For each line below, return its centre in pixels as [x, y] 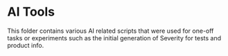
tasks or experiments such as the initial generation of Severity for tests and [114, 38]
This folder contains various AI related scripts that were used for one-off [111, 31]
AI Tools [31, 12]
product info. [26, 45]
